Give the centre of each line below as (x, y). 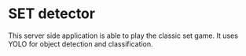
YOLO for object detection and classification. (81, 43)
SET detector (52, 14)
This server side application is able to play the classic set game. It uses (123, 35)
